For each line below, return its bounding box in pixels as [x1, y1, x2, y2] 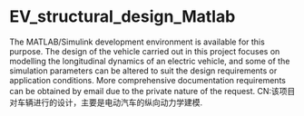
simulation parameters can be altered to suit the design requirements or [9, 65, 278, 76]
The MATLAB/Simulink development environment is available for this [9, 36, 265, 47]
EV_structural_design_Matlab [9, 6, 236, 27]
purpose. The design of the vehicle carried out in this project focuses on [9, 45, 280, 56]
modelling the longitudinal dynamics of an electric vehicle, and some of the [9, 55, 290, 66]
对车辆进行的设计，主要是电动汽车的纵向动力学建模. [9, 97, 203, 108]
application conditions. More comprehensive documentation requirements [9, 74, 286, 85]
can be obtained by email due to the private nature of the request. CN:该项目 [9, 85, 296, 96]
